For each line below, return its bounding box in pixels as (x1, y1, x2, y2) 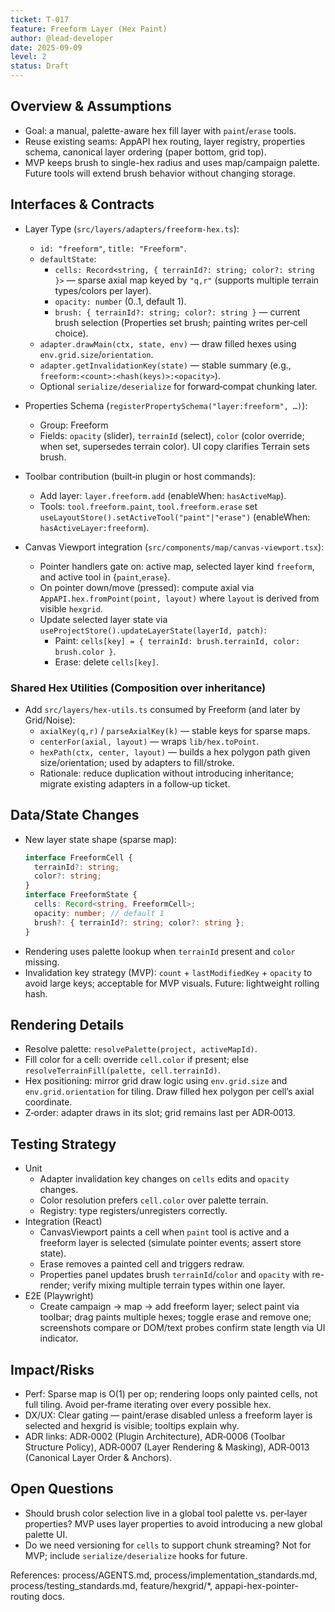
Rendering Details (10, 1017, 125, 1033)
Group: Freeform (39, 419, 109, 431)
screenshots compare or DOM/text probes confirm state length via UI (39, 1322, 326, 1334)
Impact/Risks (10, 1361, 95, 1378)
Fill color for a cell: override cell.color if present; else (24, 1054, 249, 1066)
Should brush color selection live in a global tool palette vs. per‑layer (24, 1507, 308, 1519)
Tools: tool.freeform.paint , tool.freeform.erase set (39, 500, 258, 512)
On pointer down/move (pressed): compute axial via (39, 581, 255, 593)
